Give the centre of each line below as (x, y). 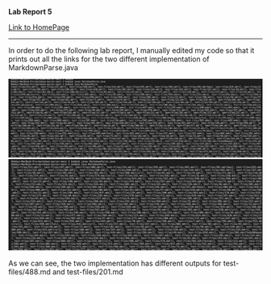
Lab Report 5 (30, 12)
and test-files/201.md (88, 272)
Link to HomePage (39, 27)
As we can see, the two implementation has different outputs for (115, 263)
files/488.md (29, 272)
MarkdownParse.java (44, 67)
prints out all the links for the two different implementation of (109, 59)
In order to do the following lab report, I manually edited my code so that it (131, 50)
